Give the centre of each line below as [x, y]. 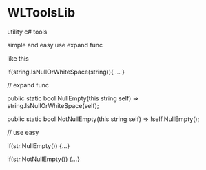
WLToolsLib [41, 13]
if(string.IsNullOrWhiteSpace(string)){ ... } [66, 72]
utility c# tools [27, 32]
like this [18, 58]
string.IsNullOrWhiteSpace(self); [53, 105]
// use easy [23, 132]
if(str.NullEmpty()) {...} [39, 145]
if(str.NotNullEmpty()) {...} [44, 159]
